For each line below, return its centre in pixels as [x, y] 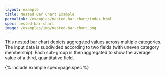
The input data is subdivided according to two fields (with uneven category [82, 47]
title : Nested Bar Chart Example [40, 14]
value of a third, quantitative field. [40, 58]
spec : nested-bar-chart [30, 23]
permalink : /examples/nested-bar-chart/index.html [59, 19]
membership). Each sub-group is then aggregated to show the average [78, 53]
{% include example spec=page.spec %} [47, 68]
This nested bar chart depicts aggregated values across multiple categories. [83, 42]
